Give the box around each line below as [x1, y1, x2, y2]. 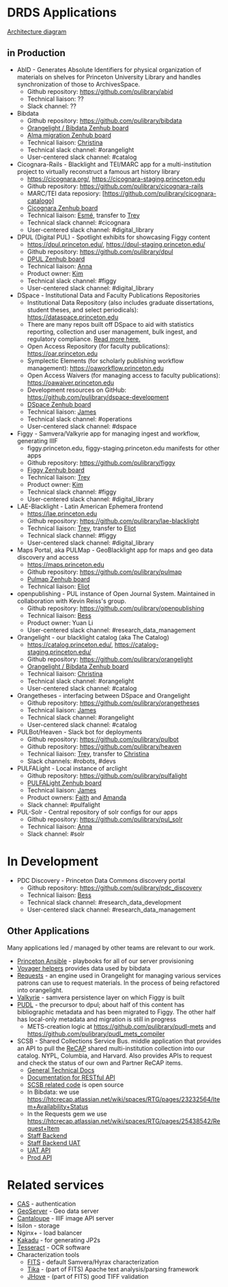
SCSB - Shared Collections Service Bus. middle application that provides [16, 1036, 222, 1045]
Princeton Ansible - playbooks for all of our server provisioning [16, 957, 195, 965]
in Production [7, 47, 66, 59]
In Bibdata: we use [27, 1088, 80, 1096]
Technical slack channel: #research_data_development [27, 898, 182, 906]
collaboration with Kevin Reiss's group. [16, 597, 126, 605]
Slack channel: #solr [27, 829, 85, 838]
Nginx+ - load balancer [16, 1229, 83, 1237]
